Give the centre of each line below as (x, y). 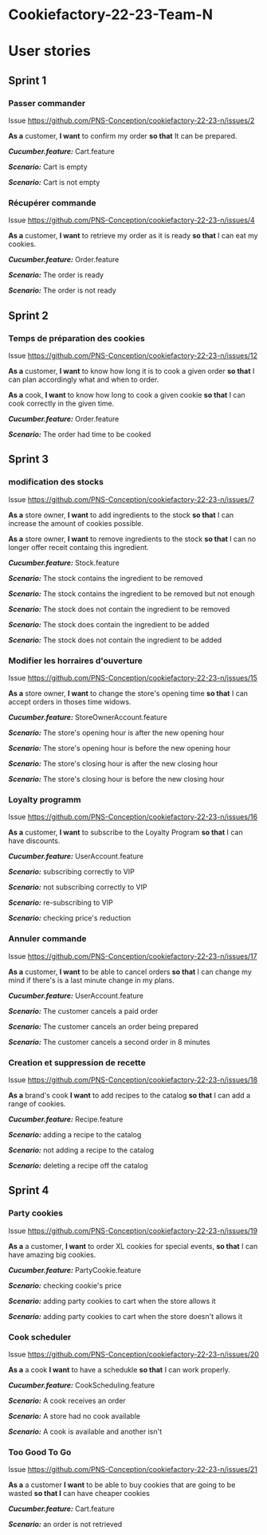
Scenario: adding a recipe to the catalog (75, 1134)
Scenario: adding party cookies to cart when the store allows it (112, 1301)
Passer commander (47, 103)
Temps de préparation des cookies (77, 338)
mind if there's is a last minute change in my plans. (91, 980)
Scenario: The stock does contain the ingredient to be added (109, 624)
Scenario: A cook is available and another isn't (85, 1431)
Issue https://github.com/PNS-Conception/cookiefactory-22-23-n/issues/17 (133, 956)
